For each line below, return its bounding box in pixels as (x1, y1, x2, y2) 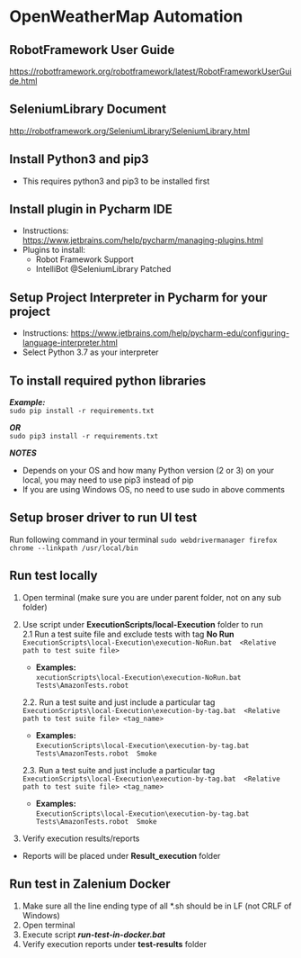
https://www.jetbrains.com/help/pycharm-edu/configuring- (70, 328, 290, 339)
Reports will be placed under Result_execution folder (22, 850, 221, 861)
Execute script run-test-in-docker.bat (22, 929, 166, 940)
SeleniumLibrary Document (9, 102, 167, 117)
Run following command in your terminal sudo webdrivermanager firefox (9, 534, 278, 545)
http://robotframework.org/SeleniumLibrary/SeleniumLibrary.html (9, 125, 250, 136)
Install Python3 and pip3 (9, 151, 150, 167)
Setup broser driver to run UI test (9, 511, 198, 526)
